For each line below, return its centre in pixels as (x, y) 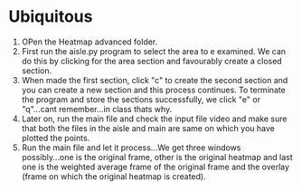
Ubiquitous (51, 17)
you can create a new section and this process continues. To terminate (154, 90)
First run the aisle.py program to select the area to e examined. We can (154, 51)
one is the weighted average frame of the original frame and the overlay (156, 167)
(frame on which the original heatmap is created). (113, 176)
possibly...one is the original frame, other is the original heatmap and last (157, 157)
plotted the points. (56, 138)
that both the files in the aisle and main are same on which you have (148, 128)
